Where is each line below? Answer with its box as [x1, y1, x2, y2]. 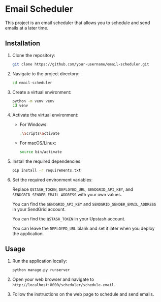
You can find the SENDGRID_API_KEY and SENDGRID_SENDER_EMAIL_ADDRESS [12, 201, 157, 207]
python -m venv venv [12, 98, 55, 104]
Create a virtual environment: [12, 89, 71, 95]
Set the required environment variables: [12, 177, 93, 182]
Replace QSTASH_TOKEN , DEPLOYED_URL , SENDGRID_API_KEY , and [12, 186, 133, 192]
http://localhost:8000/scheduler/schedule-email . [12, 281, 116, 287]
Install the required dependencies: [12, 158, 82, 164]
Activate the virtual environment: [12, 112, 79, 118]
